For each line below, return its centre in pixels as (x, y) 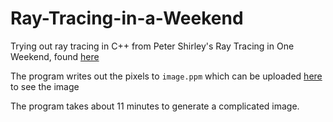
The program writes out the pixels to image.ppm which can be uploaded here (166, 76)
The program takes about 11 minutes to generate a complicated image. (155, 106)
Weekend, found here (55, 56)
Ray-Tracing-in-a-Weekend (127, 18)
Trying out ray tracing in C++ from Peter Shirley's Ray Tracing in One (152, 46)
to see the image (45, 86)
